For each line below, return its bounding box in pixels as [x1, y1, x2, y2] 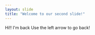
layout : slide [5, 7, 34, 12]
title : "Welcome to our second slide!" [5, 12, 85, 16]
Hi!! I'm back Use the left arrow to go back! [5, 24, 90, 30]
